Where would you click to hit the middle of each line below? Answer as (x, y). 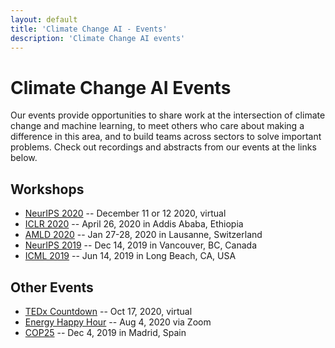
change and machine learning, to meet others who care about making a (157, 126)
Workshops (47, 189)
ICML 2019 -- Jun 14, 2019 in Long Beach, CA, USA (130, 256)
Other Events (52, 287)
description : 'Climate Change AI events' (98, 38)
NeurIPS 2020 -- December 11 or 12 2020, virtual (125, 213)
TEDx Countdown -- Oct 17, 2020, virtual (108, 311)
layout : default (44, 19)
